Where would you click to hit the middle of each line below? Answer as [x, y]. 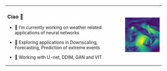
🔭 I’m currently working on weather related [58, 27]
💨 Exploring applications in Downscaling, [56, 42]
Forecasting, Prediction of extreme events [57, 48]
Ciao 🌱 [15, 16]
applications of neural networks [47, 33]
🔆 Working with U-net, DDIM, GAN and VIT [58, 57]
